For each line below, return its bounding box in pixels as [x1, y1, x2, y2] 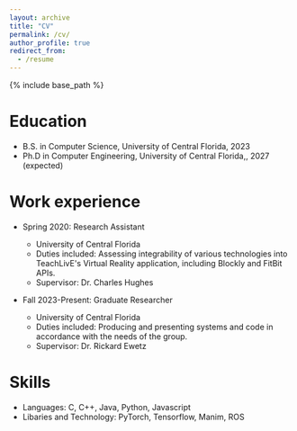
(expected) [22, 159, 64, 171]
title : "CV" [9, 22, 54, 31]
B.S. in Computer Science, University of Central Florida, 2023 [22, 140, 250, 151]
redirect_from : [9, 47, 67, 56]
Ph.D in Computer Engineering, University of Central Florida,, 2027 [22, 150, 270, 161]
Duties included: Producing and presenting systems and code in [35, 321, 274, 332]
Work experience [9, 192, 141, 212]
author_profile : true [9, 38, 91, 48]
